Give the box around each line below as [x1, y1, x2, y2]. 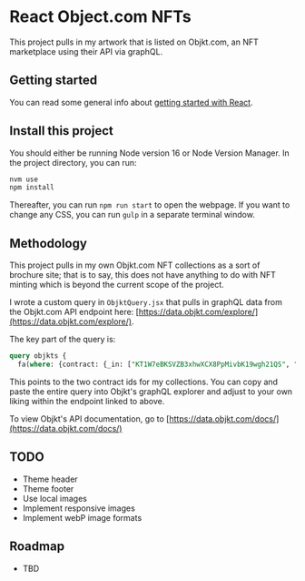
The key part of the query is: [9, 334, 116, 345]
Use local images [22, 493, 88, 504]
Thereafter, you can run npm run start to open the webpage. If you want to [9, 199, 290, 210]
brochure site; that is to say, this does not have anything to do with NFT [9, 270, 277, 280]
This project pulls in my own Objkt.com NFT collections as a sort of [9, 260, 261, 270]
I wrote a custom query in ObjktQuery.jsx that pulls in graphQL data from [9, 297, 283, 308]
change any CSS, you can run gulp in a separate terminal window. [9, 209, 256, 220]
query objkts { [9, 352, 67, 361]
